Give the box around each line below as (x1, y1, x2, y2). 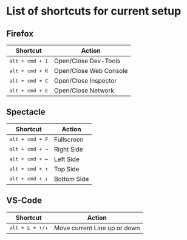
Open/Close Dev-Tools (53, 57, 121, 65)
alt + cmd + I (9, 58, 49, 64)
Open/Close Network (53, 86, 114, 95)
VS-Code (6, 196, 42, 206)
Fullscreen (53, 135, 84, 143)
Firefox (6, 29, 34, 39)
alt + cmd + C (9, 77, 49, 84)
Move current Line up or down (53, 224, 140, 232)
